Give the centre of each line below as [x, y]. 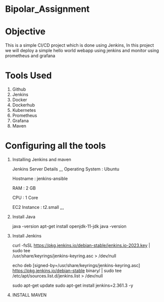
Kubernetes [24, 110]
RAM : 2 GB [24, 188]
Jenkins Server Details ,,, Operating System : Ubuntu [66, 169]
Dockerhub [24, 105]
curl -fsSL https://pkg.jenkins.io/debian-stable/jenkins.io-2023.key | [81, 245]
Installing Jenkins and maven [42, 159]
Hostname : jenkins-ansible [40, 179]
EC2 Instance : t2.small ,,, [38, 207]
